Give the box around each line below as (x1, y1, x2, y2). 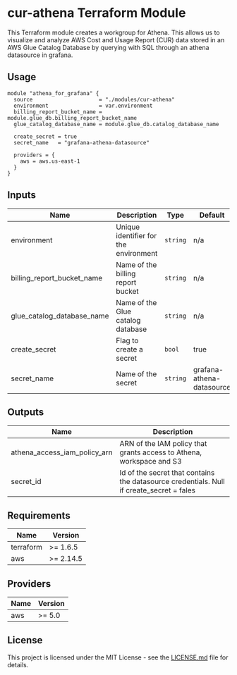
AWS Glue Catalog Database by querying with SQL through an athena (7, 43, 209, 51)
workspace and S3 (119, 457, 182, 466)
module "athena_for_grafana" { (7, 89, 99, 97)
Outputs (7, 406, 44, 418)
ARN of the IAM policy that (119, 439, 207, 449)
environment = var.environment (13, 102, 153, 109)
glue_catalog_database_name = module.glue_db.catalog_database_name (13, 120, 219, 128)
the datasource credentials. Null (119, 477, 225, 487)
